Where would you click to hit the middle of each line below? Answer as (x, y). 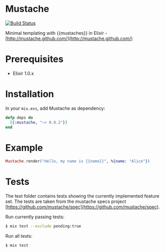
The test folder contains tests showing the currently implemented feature (82, 196)
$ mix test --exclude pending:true (43, 226)
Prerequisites (35, 59)
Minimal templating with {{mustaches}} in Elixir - (56, 33)
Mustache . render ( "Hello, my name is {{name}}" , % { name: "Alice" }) (78, 161)
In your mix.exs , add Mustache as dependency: (55, 108)
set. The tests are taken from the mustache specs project (66, 202)
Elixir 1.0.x (23, 73)
